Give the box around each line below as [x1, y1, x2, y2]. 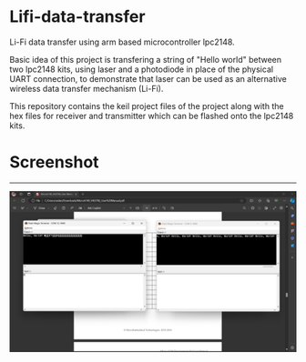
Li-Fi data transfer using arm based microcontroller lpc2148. [9, 36, 235, 47]
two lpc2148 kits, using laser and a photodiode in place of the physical [9, 64, 274, 75]
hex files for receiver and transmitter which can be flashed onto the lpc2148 [9, 110, 294, 121]
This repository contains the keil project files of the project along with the [9, 100, 284, 111]
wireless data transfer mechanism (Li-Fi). [9, 83, 164, 94]
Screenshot [9, 152, 99, 173]
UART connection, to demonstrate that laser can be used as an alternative [9, 73, 287, 84]
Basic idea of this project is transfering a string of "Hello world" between [9, 54, 282, 65]
